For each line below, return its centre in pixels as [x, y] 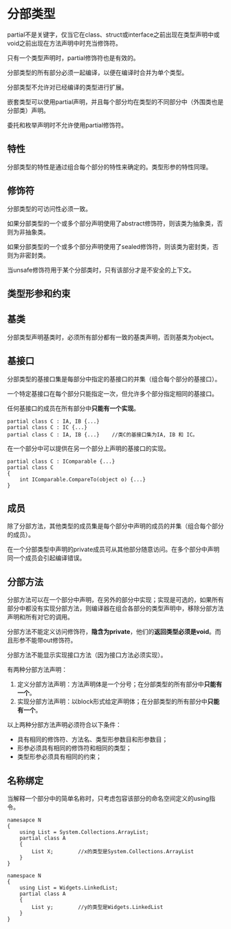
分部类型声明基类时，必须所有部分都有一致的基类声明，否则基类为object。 [112, 337]
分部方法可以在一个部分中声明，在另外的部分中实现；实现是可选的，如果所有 [115, 600]
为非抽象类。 [31, 232]
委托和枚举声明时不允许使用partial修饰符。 [67, 125]
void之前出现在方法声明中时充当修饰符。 [64, 43]
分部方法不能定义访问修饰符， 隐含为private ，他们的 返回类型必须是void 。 [111, 632]
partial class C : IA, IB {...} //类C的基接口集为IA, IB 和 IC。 [102, 434]
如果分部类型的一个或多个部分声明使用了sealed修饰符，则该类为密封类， [110, 246]
